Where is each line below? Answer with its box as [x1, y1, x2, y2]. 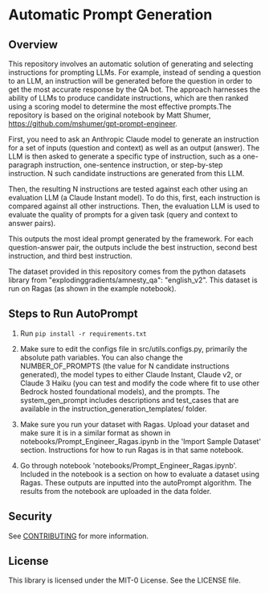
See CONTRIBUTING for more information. [8, 531, 149, 541]
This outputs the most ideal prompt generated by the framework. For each [8, 234, 254, 243]
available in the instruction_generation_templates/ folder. [19, 404, 207, 414]
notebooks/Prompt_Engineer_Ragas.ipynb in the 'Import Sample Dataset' [19, 436, 262, 446]
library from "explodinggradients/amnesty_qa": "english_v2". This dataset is [8, 275, 259, 285]
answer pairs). [8, 219, 56, 228]
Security [8, 509, 52, 524]
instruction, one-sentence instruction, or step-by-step [44, 160, 223, 170]
